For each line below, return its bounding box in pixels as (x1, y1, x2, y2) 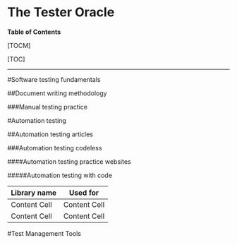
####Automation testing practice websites (7, 157, 132, 166)
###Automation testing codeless (7, 143, 102, 152)
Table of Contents (7, 28, 61, 36)
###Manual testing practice (7, 102, 88, 111)
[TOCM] (7, 41, 31, 49)
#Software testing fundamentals (7, 75, 101, 83)
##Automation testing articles (7, 130, 94, 138)
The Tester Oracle (7, 4, 115, 20)
